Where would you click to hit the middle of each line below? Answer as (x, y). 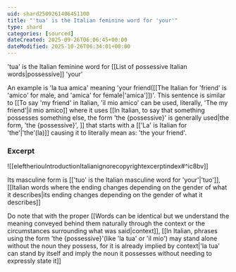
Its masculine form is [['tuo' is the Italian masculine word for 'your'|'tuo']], (114, 180)
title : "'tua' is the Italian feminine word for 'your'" (93, 20)
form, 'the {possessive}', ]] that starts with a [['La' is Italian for (97, 125)
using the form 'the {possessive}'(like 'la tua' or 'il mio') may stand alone (112, 239)
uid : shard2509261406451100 (49, 14)
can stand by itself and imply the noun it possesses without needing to (110, 254)
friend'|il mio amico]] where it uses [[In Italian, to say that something (106, 110)
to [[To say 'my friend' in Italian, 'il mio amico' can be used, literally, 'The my (118, 103)
